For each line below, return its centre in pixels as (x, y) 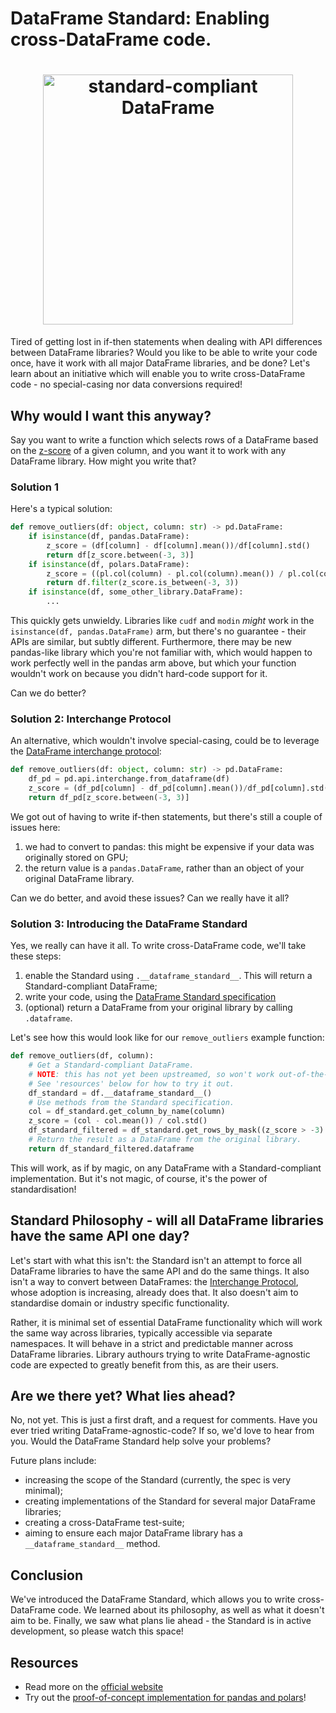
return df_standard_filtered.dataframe (111, 1148)
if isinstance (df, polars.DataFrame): (109, 564)
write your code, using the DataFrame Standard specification (150, 997)
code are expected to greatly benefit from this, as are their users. (144, 1364)
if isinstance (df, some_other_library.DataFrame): (136, 592)
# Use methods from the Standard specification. (131, 1102)
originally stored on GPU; (76, 857)
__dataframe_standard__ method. (92, 1544)
